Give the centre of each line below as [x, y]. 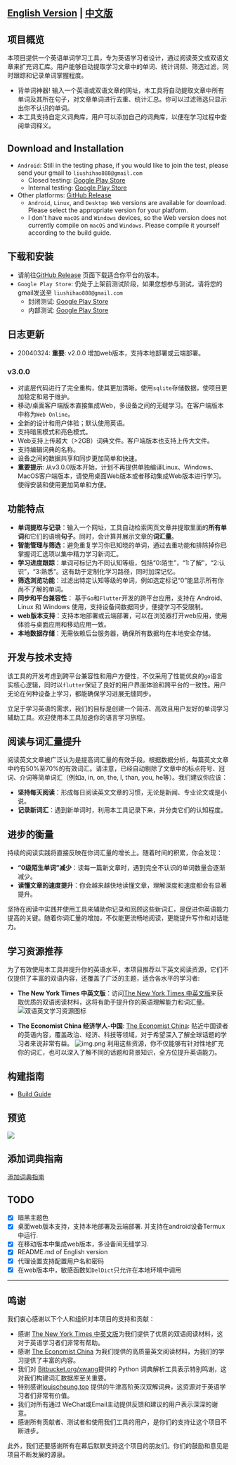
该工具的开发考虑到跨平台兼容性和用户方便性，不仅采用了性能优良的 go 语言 [115, 675]
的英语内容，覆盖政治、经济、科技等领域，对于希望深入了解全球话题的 [119, 1035]
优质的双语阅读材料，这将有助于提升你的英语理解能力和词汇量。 [116, 1002]
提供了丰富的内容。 [51, 1361]
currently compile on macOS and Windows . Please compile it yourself [124, 226]
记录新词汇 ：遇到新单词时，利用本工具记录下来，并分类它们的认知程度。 [122, 810]
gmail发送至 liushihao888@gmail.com [70, 293]
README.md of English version [63, 1252]
